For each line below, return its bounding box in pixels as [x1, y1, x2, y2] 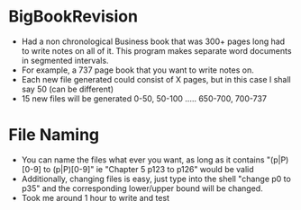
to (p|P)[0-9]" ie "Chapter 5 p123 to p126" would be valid [42, 163, 254, 174]
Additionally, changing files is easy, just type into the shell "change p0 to [21, 173, 292, 184]
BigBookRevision [8, 6, 139, 27]
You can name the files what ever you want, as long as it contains [21, 154, 265, 165]
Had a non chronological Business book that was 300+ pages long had [21, 36, 286, 47]
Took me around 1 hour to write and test [21, 192, 170, 203]
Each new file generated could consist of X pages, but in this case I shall [21, 74, 291, 84]
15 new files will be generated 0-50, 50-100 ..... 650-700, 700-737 [21, 92, 268, 104]
